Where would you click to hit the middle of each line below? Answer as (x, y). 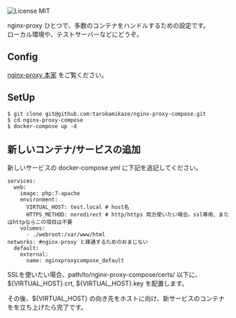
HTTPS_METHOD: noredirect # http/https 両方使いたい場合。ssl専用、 (122, 215)
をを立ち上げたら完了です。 (47, 307)
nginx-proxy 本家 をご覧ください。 (57, 75)
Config (23, 57)
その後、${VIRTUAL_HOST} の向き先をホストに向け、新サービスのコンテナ (116, 299)
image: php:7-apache (50, 194)
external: (35, 254)
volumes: (33, 229)
